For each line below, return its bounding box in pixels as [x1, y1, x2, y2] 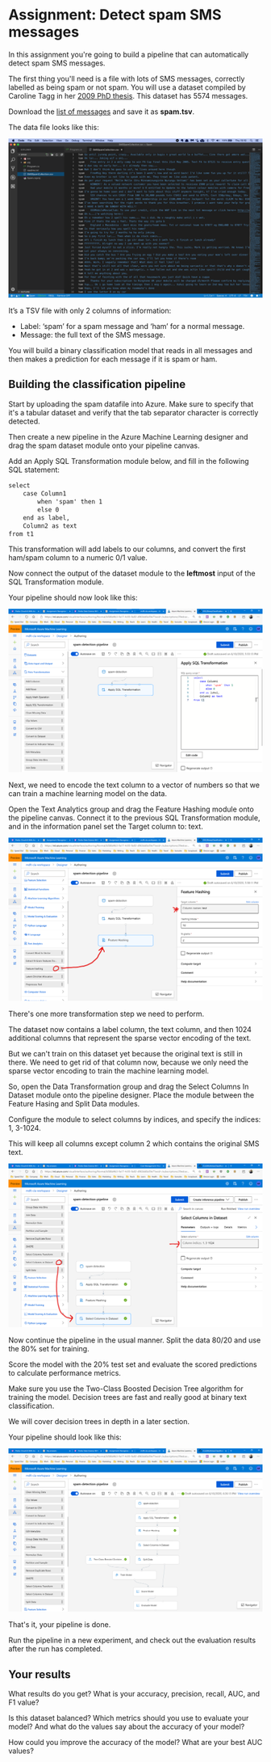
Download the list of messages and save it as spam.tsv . [8, 107, 195, 116]
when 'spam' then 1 [37, 497, 103, 506]
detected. [8, 416, 40, 426]
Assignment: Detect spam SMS [8, 6, 222, 24]
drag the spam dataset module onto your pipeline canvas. [8, 440, 200, 450]
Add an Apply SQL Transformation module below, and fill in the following [8, 456, 249, 466]
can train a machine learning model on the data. [8, 789, 168, 799]
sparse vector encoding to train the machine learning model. [8, 1066, 210, 1076]
